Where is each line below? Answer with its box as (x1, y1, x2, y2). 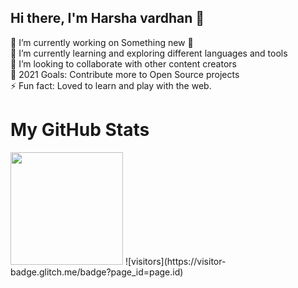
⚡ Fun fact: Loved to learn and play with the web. (10, 79, 212, 91)
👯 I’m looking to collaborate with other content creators (10, 57, 237, 70)
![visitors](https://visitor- (124, 255, 227, 267)
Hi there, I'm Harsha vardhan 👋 (10, 10, 205, 27)
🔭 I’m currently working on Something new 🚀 (10, 36, 194, 48)
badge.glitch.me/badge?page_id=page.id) (10, 266, 184, 278)
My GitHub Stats (10, 119, 150, 141)
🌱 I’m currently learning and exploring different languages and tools (10, 47, 288, 59)
